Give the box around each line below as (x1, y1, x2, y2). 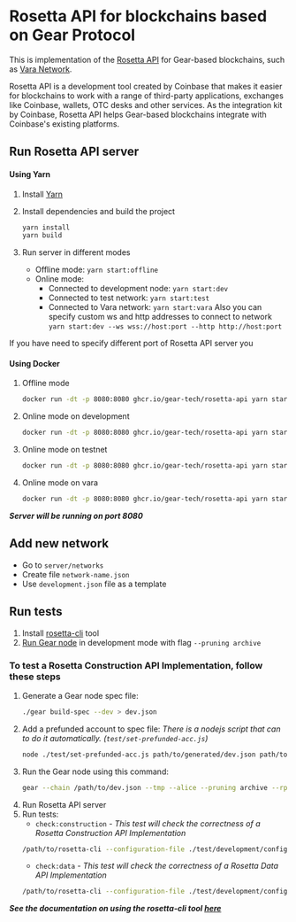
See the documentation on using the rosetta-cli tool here (9, 903, 222, 914)
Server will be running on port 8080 (9, 510, 143, 521)
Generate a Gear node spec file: (21, 690, 139, 701)
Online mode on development (21, 411, 130, 422)
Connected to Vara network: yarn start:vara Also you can (48, 302, 262, 313)
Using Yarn (9, 168, 51, 179)
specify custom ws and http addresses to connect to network (48, 312, 272, 322)
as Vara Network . (9, 64, 72, 74)
